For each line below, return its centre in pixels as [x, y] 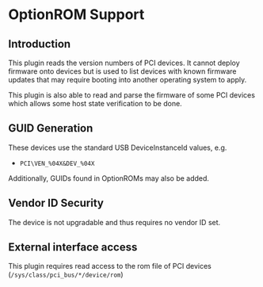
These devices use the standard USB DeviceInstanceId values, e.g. [118, 147]
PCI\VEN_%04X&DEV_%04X [57, 163]
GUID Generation [51, 128]
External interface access [73, 247]
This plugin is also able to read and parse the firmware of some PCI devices [132, 95]
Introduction [40, 44]
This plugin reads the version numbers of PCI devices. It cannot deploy [124, 63]
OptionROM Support [76, 15]
